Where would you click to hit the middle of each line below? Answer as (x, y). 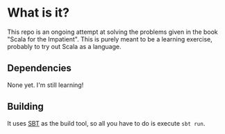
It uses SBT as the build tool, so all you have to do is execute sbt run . (106, 123)
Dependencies (39, 68)
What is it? (39, 13)
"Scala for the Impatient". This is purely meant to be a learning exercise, (110, 39)
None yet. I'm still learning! (45, 85)
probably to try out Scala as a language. (64, 46)
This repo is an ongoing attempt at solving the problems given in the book (113, 32)
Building (25, 107)
